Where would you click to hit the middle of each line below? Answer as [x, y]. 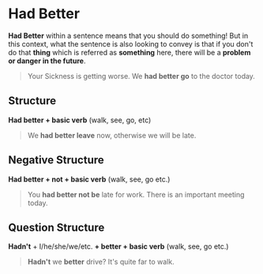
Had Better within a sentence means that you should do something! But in [128, 36]
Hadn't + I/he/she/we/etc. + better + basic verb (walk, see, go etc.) [118, 246]
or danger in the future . [47, 61]
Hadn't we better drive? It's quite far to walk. [101, 262]
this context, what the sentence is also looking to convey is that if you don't [131, 43]
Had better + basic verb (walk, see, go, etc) [80, 120]
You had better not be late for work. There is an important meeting [136, 194]
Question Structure [56, 227]
